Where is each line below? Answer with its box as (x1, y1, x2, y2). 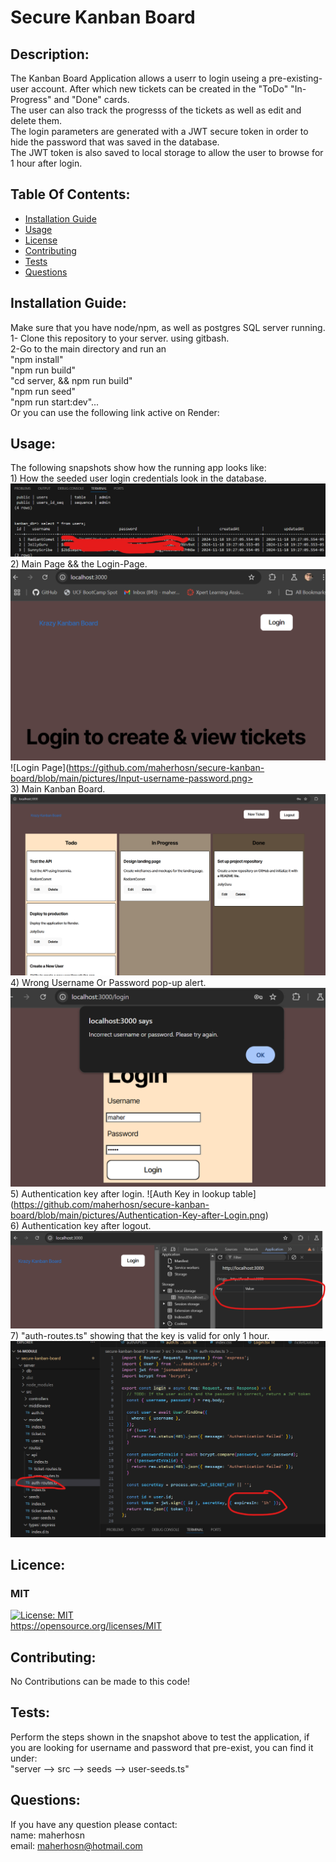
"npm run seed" (10, 385, 77, 397)
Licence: (10, 1556, 66, 1573)
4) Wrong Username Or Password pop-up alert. (10, 976, 207, 988)
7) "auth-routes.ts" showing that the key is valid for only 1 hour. (10, 1330, 270, 1342)
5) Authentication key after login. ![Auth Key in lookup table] (10, 1187, 257, 1200)
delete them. (10, 115, 63, 126)
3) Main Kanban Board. (10, 782, 106, 795)
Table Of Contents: (10, 186, 131, 203)
